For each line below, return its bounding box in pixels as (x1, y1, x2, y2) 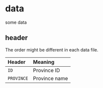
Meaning (33, 58, 55, 65)
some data (5, 19, 27, 25)
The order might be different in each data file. (5, 46, 99, 52)
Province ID (33, 67, 60, 74)
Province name (33, 75, 68, 82)
